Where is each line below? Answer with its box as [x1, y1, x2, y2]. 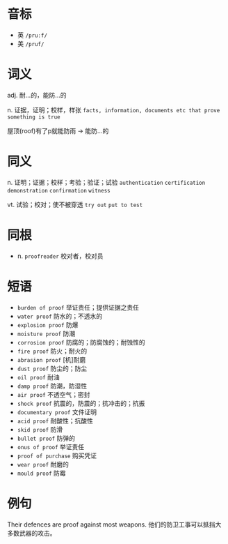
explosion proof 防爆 [17, 320, 79, 328]
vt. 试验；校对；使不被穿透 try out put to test [7, 200, 143, 209]
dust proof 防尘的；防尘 [17, 364, 88, 372]
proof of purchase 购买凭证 [17, 451, 97, 460]
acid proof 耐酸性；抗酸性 [17, 416, 94, 425]
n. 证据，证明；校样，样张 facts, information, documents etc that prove [7, 105, 220, 114]
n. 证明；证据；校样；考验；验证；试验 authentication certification [7, 178, 206, 186]
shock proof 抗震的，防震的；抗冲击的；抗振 [17, 399, 145, 407]
